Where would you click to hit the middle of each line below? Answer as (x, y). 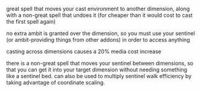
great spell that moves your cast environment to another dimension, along (98, 9)
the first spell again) (31, 21)
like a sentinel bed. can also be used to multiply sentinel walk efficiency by (99, 76)
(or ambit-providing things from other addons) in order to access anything (98, 40)
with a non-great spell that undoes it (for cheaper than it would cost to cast (100, 15)
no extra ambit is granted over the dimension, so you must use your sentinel (101, 33)
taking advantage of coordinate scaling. (56, 82)
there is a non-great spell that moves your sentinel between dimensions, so (100, 63)
